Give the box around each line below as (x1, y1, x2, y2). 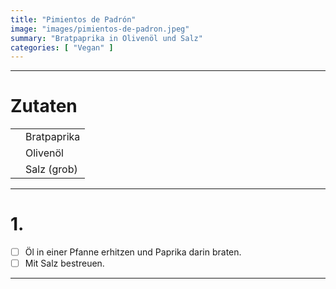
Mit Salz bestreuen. (24, 257, 105, 270)
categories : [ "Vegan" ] (10, 42, 114, 53)
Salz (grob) (25, 162, 78, 176)
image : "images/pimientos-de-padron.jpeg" (10, 24, 190, 34)
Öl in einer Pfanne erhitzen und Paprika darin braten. (24, 246, 242, 258)
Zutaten (10, 95, 78, 118)
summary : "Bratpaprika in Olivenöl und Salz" (10, 33, 203, 43)
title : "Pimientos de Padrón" (10, 14, 137, 25)
